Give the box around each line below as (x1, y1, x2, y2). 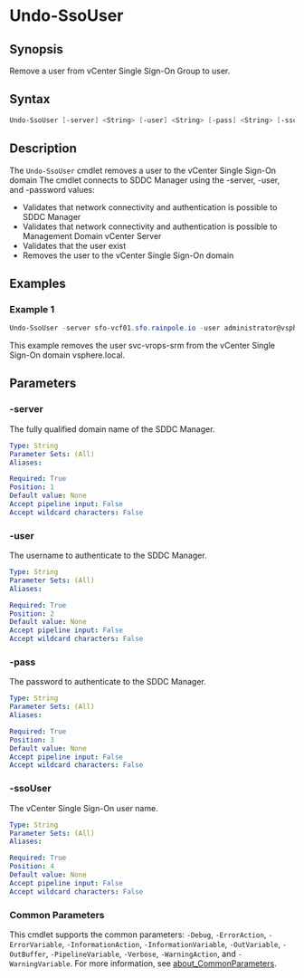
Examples (9, 275, 66, 291)
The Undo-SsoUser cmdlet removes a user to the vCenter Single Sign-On (9, 165, 277, 176)
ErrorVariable (9, 940, 63, 949)
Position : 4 (9, 862, 54, 871)
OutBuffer (9, 950, 47, 959)
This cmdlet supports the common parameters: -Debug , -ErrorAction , (9, 929, 267, 940)
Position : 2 (9, 609, 54, 618)
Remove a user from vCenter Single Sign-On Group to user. (9, 65, 231, 76)
